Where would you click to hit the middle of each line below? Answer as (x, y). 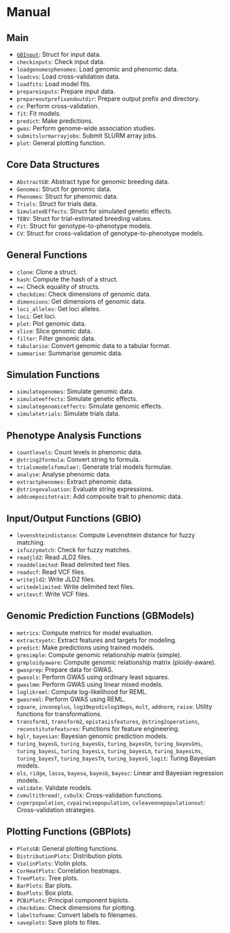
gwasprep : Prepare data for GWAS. (65, 669)
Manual (29, 12)
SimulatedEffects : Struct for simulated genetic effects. (94, 211)
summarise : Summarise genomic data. (70, 353)
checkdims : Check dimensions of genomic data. (84, 294)
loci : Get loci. (36, 316)
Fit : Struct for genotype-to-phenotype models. (84, 226)
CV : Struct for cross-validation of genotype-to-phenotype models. (110, 233)
